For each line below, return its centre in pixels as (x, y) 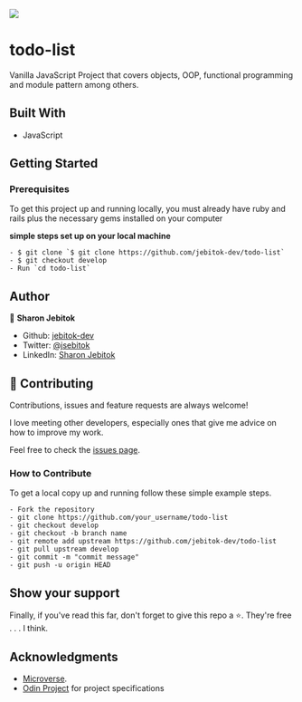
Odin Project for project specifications (93, 688)
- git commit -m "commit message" (75, 557)
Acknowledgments (64, 657)
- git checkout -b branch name (68, 534)
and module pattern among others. (74, 84)
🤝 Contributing (52, 384)
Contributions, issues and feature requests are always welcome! (129, 405)
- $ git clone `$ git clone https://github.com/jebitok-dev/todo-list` (147, 253)
